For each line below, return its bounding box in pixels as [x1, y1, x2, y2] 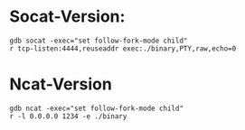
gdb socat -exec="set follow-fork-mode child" [9, 36, 188, 45]
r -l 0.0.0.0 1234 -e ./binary [9, 111, 127, 121]
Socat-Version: [9, 6, 126, 27]
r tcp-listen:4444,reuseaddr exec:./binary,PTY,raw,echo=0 [9, 43, 237, 53]
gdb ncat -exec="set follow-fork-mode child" [9, 104, 184, 113]
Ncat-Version [9, 74, 113, 95]
